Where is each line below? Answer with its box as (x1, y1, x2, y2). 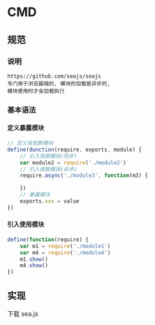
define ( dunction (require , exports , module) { (7, 146, 142, 153)
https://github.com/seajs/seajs (7, 73, 101, 80)
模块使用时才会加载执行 (7, 87, 65, 94)
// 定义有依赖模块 (7, 140, 54, 147)
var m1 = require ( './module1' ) (20, 243, 111, 250)
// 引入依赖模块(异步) (20, 166, 77, 173)
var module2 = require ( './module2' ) (20, 159, 127, 166)
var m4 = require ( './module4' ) (20, 249, 111, 256)
